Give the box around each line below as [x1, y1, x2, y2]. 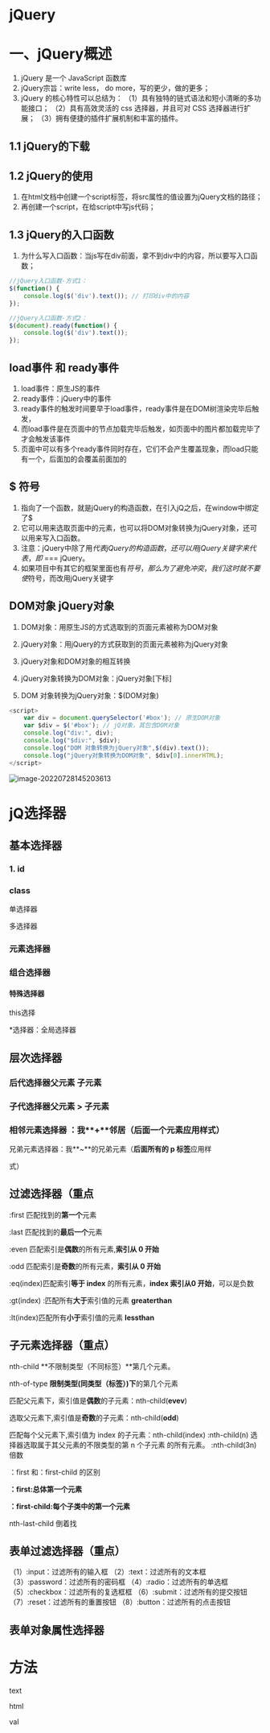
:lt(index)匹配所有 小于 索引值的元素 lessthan [9, 1313, 155, 1322]
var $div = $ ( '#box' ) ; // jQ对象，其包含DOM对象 [23, 722, 180, 730]
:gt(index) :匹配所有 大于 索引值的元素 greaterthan [9, 1295, 172, 1305]
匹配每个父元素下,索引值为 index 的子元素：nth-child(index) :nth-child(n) [9, 1429, 249, 1439]
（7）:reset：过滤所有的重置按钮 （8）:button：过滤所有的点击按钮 [9, 1597, 231, 1607]
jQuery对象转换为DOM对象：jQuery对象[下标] [20, 673, 172, 683]
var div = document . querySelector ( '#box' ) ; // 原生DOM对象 [23, 714, 220, 722]
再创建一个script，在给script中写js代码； [20, 202, 156, 212]
